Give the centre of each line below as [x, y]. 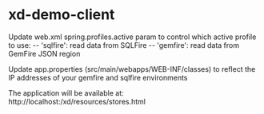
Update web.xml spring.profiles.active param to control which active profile [132, 37]
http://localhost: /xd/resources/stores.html [77, 101]
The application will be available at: [66, 92]
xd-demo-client [62, 15]
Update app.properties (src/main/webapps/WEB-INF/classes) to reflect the [132, 69]
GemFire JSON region [44, 53]
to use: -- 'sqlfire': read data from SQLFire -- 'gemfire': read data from [124, 45]
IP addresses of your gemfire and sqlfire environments [98, 77]
